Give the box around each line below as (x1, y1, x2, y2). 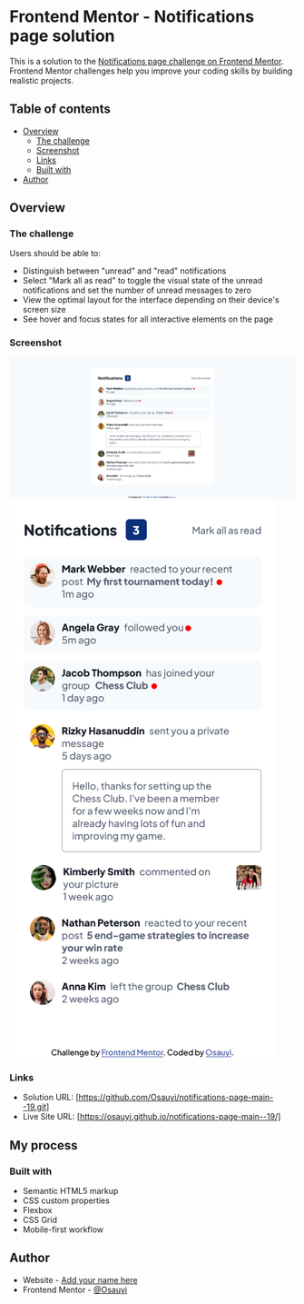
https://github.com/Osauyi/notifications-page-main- (78, 1092, 274, 1103)
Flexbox (22, 1205, 53, 1216)
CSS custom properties (22, 1195, 111, 1206)
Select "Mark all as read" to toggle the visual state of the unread (22, 275, 263, 286)
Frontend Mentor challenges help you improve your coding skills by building (9, 65, 293, 76)
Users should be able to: (9, 248, 102, 259)
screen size (22, 304, 66, 315)
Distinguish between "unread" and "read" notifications (22, 265, 227, 276)
